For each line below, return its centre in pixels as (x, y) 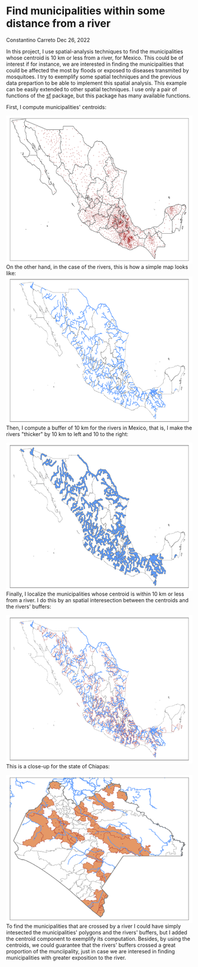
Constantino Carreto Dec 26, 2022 (48, 40)
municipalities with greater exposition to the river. (66, 958)
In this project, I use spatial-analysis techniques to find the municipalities (95, 51)
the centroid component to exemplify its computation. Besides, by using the (98, 939)
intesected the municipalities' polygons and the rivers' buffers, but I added (97, 932)
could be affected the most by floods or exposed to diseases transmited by (98, 70)
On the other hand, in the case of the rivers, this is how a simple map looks (97, 267)
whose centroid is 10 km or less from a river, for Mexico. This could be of (95, 58)
